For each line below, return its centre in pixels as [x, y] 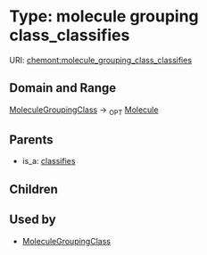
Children [33, 189]
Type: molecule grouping [104, 16]
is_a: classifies [49, 161]
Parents [31, 140]
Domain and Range [63, 88]
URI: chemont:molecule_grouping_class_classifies [101, 60]
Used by [33, 220]
